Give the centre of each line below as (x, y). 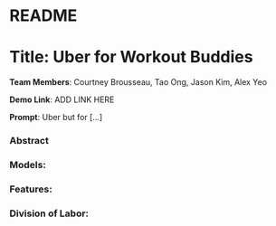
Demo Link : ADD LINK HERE (62, 99)
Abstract (29, 141)
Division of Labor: (49, 213)
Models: (28, 165)
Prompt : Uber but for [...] (56, 118)
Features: (31, 189)
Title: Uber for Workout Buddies (131, 57)
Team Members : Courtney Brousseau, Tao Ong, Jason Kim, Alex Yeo (138, 82)
